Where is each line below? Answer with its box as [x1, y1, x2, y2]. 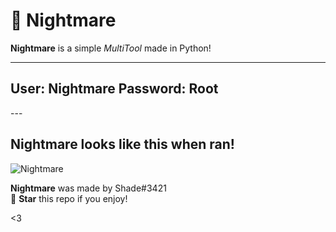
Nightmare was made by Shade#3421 [10, 182, 167, 194]
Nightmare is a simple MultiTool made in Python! [10, 42, 212, 54]
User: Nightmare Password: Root [10, 80, 219, 98]
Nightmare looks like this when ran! [10, 136, 235, 153]
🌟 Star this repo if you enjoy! [10, 192, 128, 204]
